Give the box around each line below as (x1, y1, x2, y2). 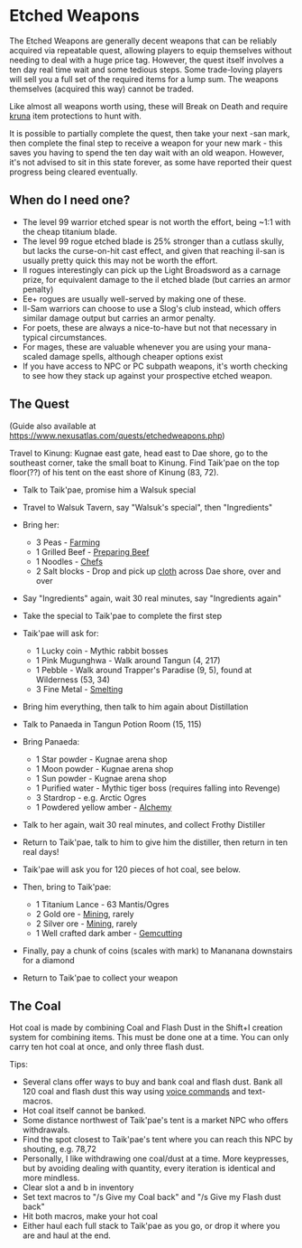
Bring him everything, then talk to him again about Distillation (22, 701, 249, 712)
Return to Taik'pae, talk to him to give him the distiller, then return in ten (22, 837, 288, 848)
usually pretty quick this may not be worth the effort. (22, 255, 218, 266)
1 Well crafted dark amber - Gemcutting (35, 927, 183, 938)
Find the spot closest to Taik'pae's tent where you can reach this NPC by (22, 1134, 293, 1145)
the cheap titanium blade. (22, 226, 117, 237)
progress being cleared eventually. (9, 166, 138, 177)
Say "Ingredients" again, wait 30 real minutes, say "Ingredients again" (22, 593, 282, 604)
